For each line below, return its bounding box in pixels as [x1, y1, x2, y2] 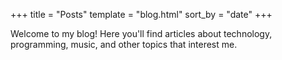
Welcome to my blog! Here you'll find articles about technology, [10, 28, 273, 39]
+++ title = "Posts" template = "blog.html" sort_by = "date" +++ [10, 9, 273, 20]
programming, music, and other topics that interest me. [10, 39, 238, 50]
